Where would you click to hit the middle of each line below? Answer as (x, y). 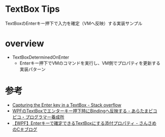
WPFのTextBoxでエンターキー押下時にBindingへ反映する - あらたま (80, 111)
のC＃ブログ (25, 129)
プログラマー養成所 (45, 117)
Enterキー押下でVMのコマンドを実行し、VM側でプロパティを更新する (90, 63)
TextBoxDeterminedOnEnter (41, 57)
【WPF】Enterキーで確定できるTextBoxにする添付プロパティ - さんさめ (84, 123)
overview (25, 44)
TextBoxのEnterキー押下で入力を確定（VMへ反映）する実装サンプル (74, 23)
